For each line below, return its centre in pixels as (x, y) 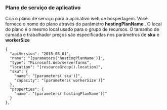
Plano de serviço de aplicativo (43, 8)
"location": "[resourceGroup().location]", (56, 67)
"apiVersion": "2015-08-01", (40, 54)
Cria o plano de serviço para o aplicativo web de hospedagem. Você (77, 19)
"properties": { (27, 89)
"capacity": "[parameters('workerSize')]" (60, 81)
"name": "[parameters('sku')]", (48, 76)
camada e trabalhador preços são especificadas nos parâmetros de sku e (82, 35)
